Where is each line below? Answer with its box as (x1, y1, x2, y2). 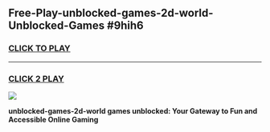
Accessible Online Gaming (8, 114, 99, 124)
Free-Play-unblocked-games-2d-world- (8, 6, 214, 20)
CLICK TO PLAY (8, 43, 71, 54)
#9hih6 (107, 19, 144, 33)
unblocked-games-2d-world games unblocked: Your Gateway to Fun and (8, 106, 258, 115)
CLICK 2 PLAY (8, 73, 64, 84)
